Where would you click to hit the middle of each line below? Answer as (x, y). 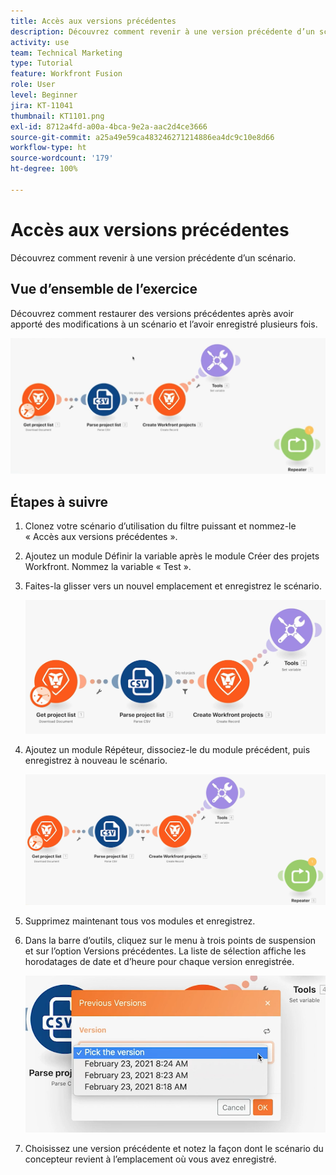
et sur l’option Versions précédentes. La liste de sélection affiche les (165, 951)
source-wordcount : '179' (62, 158)
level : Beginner (44, 95)
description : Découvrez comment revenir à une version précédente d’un (162, 31)
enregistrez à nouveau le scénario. (96, 761)
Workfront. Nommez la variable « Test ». (108, 567)
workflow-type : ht (48, 148)
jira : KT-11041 (42, 105)
